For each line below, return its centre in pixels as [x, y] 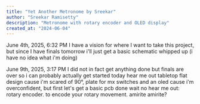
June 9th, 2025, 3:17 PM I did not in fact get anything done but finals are [95, 70]
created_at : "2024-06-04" [38, 28]
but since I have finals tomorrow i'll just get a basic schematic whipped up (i [99, 52]
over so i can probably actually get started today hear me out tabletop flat [97, 75]
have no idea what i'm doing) [42, 58]
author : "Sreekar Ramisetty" [42, 17]
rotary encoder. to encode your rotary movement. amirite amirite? [87, 94]
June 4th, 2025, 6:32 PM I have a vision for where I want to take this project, [100, 45]
